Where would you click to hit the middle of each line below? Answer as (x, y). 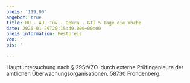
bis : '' (16, 45)
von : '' (16, 39)
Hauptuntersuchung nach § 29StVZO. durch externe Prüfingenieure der (95, 67)
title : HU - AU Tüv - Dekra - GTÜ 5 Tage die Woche (74, 23)
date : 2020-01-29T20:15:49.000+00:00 (54, 28)
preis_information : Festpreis (44, 34)
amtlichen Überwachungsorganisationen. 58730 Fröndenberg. (84, 73)
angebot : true (24, 17)
